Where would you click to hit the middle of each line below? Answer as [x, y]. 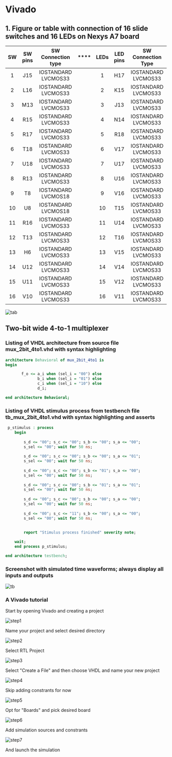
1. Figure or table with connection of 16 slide [77, 28]
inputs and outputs [29, 575]
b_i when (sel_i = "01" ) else [70, 379]
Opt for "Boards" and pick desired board [48, 710]
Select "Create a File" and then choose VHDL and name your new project [82, 670]
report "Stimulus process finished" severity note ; [80, 533]
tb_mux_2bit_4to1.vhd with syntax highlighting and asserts [80, 417]
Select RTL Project [25, 651]
